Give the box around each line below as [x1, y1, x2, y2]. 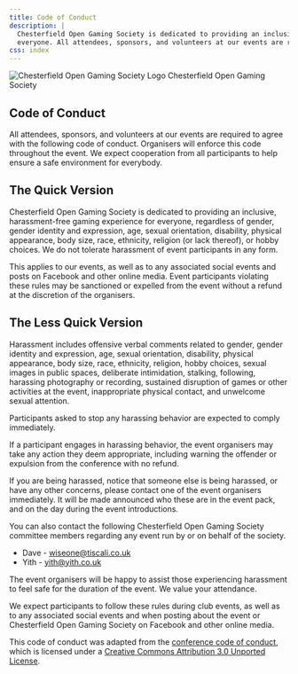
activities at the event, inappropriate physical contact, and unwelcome [9, 386, 266, 396]
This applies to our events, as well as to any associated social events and [9, 261, 277, 271]
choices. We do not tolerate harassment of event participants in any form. [9, 244, 278, 255]
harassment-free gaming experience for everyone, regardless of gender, [9, 216, 275, 226]
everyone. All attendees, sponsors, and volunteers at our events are [17, 37, 284, 47]
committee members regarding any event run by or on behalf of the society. [9, 529, 286, 541]
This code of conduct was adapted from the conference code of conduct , [9, 636, 278, 647]
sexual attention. [9, 396, 70, 406]
